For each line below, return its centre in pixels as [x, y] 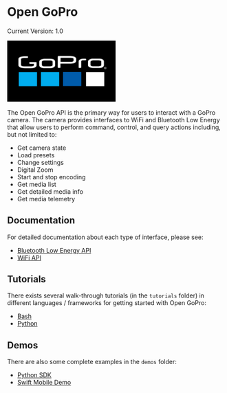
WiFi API [29, 258]
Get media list [36, 184]
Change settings [40, 162]
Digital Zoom [35, 170]
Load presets [36, 155]
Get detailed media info [50, 191]
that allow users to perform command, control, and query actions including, [114, 127]
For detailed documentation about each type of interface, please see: [106, 237]
